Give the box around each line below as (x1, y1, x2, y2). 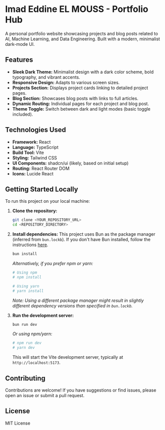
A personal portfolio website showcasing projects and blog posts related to (5, 30, 159, 36)
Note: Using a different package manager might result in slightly (12, 297, 144, 303)
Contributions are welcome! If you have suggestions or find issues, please (5, 387, 157, 393)
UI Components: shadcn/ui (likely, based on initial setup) (12, 160, 129, 166)
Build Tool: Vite (12, 149, 44, 155)
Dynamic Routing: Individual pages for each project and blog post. (12, 101, 149, 107)
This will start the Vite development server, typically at (12, 354, 123, 360)
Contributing (5, 374, 46, 382)
